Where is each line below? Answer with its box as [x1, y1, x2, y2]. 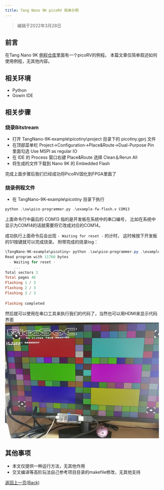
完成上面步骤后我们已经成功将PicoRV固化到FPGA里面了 [5, 171, 117, 176]
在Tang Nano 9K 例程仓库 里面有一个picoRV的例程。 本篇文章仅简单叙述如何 [5, 52, 158, 58]
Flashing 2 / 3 [5, 286, 36, 291]
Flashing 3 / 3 [5, 291, 36, 296]
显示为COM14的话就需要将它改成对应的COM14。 [5, 222, 103, 228]
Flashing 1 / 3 [5, 280, 36, 285]
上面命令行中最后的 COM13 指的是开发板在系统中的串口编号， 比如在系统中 [5, 216, 156, 222]
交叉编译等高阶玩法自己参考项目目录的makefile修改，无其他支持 [12, 469, 141, 475]
